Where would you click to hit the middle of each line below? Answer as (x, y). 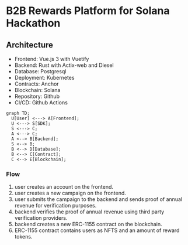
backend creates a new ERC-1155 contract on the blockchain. (88, 224)
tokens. (23, 237)
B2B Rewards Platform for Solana (88, 11)
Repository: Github (37, 96)
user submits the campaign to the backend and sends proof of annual (98, 199)
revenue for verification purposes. (55, 206)
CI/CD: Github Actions (41, 103)
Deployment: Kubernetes (44, 78)
